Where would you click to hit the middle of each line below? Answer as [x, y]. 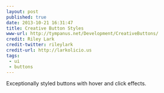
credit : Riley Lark [30, 39]
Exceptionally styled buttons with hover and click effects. [76, 84]
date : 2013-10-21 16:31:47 [40, 23]
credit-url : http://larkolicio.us [49, 50]
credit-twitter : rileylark [40, 45]
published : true [26, 17]
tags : [13, 56]
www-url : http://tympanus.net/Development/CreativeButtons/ [83, 34]
